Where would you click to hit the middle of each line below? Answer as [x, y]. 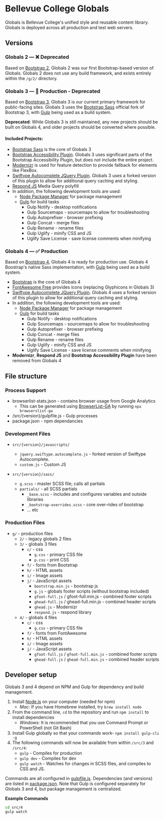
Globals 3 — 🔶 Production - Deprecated [53, 91]
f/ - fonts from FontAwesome [57, 633]
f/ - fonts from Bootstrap [52, 565]
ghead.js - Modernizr [56, 607]
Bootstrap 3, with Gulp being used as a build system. [58, 112]
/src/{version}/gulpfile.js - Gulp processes [55, 416]
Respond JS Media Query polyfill [45, 186]
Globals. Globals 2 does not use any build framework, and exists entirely [78, 73]
